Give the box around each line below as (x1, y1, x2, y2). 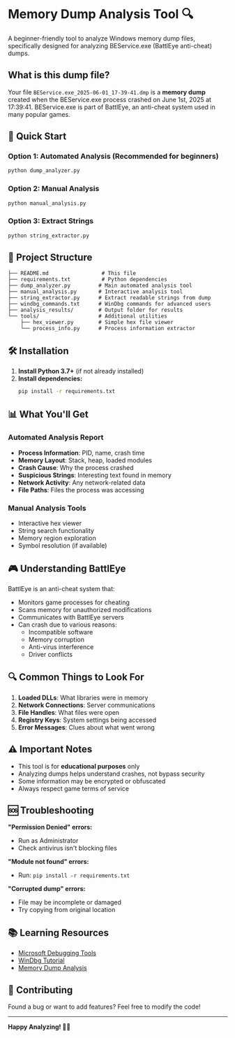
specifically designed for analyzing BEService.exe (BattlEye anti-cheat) (8, 41, 212, 50)
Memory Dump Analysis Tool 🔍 (8, 6, 194, 22)
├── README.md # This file (8, 270, 137, 277)
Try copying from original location (17, 906, 116, 914)
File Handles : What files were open (17, 708, 120, 716)
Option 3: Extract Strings (8, 216, 93, 226)
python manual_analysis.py (8, 199, 86, 207)
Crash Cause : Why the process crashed (17, 463, 135, 471)
